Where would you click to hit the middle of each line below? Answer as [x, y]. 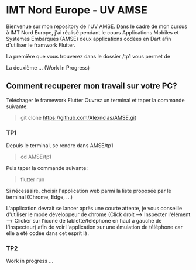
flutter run [32, 179]
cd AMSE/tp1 [36, 157]
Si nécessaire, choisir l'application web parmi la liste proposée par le [89, 191]
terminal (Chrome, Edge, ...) [39, 197]
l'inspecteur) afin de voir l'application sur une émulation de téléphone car [94, 227]
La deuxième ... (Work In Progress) [48, 67]
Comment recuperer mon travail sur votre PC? [92, 86]
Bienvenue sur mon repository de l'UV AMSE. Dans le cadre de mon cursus [97, 26]
